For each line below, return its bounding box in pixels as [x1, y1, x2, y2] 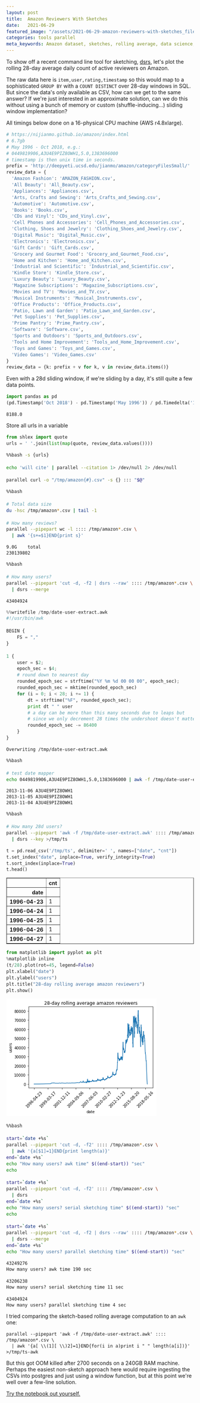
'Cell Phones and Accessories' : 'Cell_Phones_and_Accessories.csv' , [11, 219, 185, 226]
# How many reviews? [6, 520, 58, 526]
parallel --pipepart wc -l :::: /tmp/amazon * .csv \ [6, 526, 137, 532]
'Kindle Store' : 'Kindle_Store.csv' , [11, 270, 105, 276]
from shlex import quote [6, 434, 68, 440]
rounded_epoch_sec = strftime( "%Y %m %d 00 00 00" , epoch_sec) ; [17, 679, 180, 685]
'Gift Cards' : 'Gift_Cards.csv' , [11, 244, 95, 250]
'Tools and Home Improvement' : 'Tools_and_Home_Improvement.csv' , [11, 339, 180, 345]
